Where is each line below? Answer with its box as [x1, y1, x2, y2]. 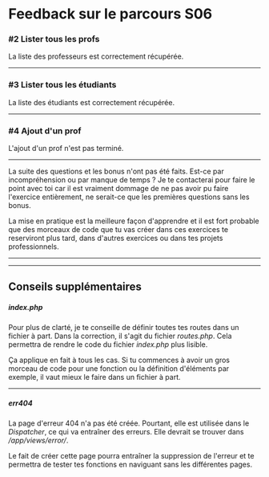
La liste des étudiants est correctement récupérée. [8, 97, 175, 107]
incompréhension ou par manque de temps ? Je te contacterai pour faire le [8, 175, 255, 185]
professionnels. [8, 242, 60, 251]
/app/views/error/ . [8, 435, 69, 446]
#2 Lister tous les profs [8, 34, 100, 45]
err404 [8, 398, 34, 408]
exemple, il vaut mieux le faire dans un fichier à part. [8, 373, 181, 382]
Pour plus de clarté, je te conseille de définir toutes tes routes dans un [8, 323, 239, 332]
